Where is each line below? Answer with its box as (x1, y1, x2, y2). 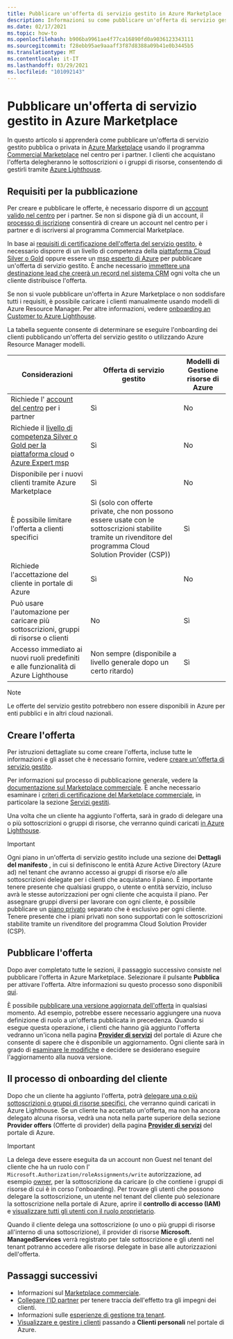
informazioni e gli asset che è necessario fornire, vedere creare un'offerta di (7, 755, 225, 764)
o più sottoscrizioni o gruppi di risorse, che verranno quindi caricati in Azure (7, 819, 225, 827)
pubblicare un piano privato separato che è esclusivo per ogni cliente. (7, 905, 207, 913)
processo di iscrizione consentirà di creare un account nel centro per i (7, 219, 208, 227)
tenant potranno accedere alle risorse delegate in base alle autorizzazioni (7, 1242, 217, 1251)
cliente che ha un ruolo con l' (7, 1163, 90, 1171)
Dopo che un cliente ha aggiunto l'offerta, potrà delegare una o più (7, 1091, 198, 1099)
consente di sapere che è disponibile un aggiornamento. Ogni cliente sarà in (7, 1038, 225, 1046)
